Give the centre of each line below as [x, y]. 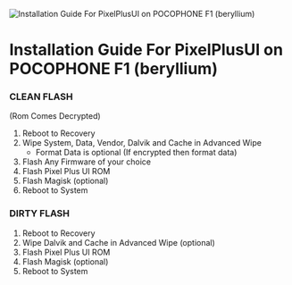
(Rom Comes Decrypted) [55, 116]
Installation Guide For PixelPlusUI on [146, 50]
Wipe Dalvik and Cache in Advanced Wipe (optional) [119, 242]
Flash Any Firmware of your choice [87, 162]
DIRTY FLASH [39, 214]
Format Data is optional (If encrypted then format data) [136, 153]
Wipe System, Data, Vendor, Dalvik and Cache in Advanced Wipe [142, 143]
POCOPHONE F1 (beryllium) [114, 69]
